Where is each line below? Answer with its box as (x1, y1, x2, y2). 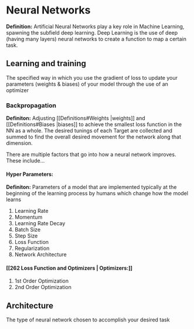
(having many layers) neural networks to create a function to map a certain (6, 35, 186, 42)
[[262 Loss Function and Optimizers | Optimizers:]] (6, 264, 133, 272)
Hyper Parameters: (6, 171, 54, 178)
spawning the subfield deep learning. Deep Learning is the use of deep (6, 29, 178, 36)
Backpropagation (6, 101, 57, 109)
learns (6, 196, 22, 203)
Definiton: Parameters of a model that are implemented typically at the (6, 184, 177, 191)
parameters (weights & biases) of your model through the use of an (6, 80, 169, 87)
